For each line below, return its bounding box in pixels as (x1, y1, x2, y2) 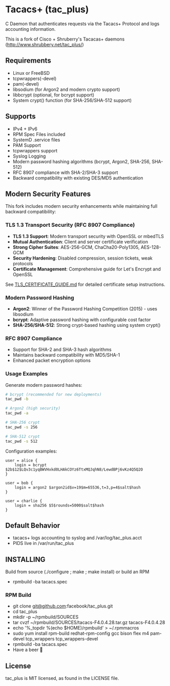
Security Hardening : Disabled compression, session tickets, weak (12, 255, 153, 261)
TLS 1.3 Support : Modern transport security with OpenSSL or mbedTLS (12, 233, 164, 239)
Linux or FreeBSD (12, 70, 50, 76)
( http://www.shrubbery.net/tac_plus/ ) (5, 41, 84, 47)
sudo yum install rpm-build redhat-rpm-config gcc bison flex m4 (12, 630, 150, 637)
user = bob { (5, 480, 33, 485)
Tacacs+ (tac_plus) (5, 4, 89, 15)
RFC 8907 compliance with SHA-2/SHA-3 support (12, 169, 118, 175)
